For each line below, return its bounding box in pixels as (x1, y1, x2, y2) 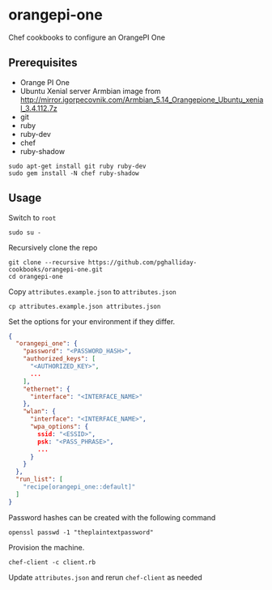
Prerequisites (8, 56, 78, 70)
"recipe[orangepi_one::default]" (23, 483, 136, 491)
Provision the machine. (8, 542, 85, 552)
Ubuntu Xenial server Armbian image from (19, 86, 161, 96)
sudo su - (8, 229, 42, 237)
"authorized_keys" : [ (23, 355, 96, 363)
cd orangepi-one (8, 272, 63, 280)
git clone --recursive (8, 258, 85, 267)
